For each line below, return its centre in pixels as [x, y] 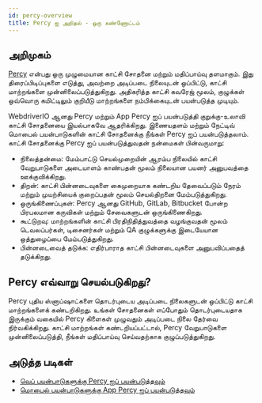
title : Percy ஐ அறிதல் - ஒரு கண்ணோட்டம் [74, 23]
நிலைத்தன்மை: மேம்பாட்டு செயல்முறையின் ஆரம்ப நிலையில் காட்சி [118, 159]
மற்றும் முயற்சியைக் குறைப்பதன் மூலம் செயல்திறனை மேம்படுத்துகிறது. [123, 194]
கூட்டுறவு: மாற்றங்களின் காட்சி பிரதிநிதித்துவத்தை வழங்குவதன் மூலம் [123, 221]
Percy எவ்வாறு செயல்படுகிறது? [80, 282]
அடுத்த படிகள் [40, 362]
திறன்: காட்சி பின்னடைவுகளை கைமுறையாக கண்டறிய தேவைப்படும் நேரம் [130, 186]
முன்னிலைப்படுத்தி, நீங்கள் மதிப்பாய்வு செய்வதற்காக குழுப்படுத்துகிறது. [112, 337]
